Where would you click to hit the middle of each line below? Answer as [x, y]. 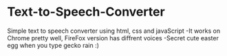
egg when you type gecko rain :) [53, 45]
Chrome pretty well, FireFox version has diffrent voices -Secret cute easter [113, 38]
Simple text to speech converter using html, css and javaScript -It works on [114, 31]
